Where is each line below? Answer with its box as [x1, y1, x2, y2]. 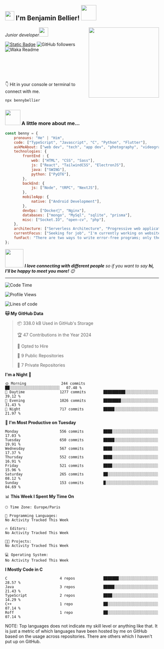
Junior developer [5, 32, 40, 38]
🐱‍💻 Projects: [5, 539, 32, 544]
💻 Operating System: [5, 552, 49, 557]
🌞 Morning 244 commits [5, 381, 85, 386]
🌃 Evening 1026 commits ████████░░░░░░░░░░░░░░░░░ [5, 398, 159, 403]
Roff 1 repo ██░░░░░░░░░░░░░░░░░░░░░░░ [5, 610, 159, 615]
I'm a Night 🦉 [5, 371, 32, 377]
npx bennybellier [5, 98, 41, 103]
